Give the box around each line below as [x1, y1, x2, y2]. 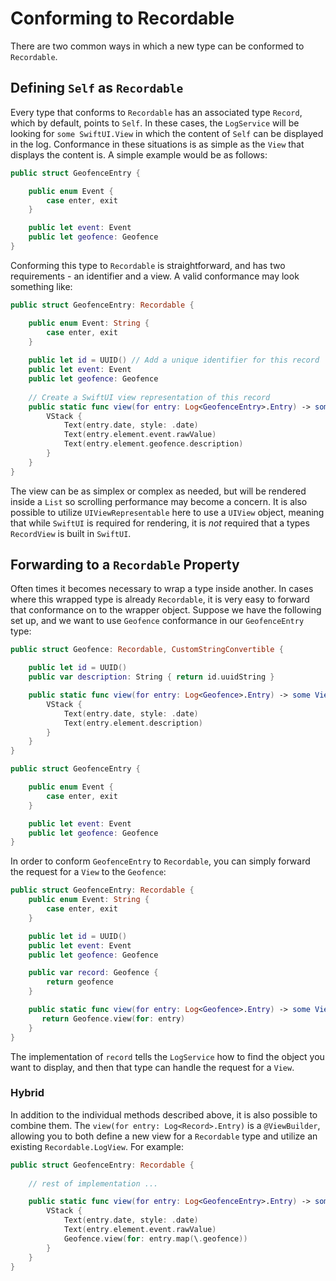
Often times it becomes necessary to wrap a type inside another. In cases [10, 583, 314, 595]
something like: [10, 280, 73, 292]
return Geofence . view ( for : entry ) [41, 1013, 186, 1024]
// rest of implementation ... [28, 1178, 159, 1189]
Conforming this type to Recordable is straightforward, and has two [10, 259, 286, 271]
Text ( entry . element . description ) [63, 718, 203, 728]
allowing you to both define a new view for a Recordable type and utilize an [10, 1130, 318, 1142]
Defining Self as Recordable [10, 80, 184, 97]
